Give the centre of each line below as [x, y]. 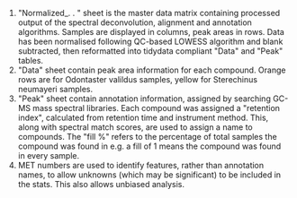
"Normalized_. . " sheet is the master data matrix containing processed [149, 13]
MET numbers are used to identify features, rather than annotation [141, 165]
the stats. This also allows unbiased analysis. [101, 184]
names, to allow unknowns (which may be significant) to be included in [149, 175]
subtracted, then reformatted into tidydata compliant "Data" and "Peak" [150, 51]
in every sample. [49, 155]
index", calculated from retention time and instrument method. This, [143, 117]
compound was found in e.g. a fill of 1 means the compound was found [149, 146]
